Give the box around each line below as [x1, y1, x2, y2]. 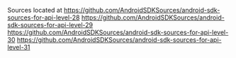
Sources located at [7, 6, 62, 14]
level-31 [7, 43, 30, 51]
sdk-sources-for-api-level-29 [7, 21, 94, 29]
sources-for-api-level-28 [7, 13, 80, 22]
